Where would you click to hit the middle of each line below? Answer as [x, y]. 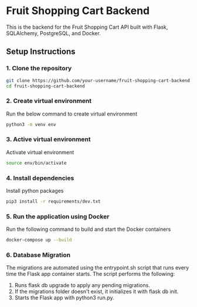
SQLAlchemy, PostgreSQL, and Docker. [53, 33]
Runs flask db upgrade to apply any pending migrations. [82, 285]
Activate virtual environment [40, 152]
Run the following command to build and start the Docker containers [89, 229]
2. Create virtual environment [49, 101]
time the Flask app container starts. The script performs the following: [91, 274]
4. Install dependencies [40, 178]
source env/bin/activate [36, 163]
